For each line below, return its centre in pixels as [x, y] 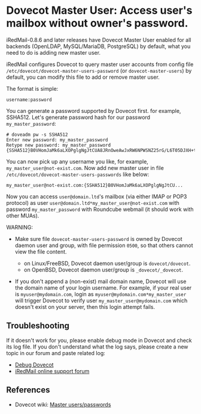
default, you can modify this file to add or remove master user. [83, 77]
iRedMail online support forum [52, 371]
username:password [29, 100]
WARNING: [20, 227]
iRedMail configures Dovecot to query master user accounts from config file [100, 64]
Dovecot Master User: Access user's [99, 11]
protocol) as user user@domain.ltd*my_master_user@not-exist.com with [93, 202]
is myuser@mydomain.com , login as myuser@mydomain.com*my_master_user [100, 294]
